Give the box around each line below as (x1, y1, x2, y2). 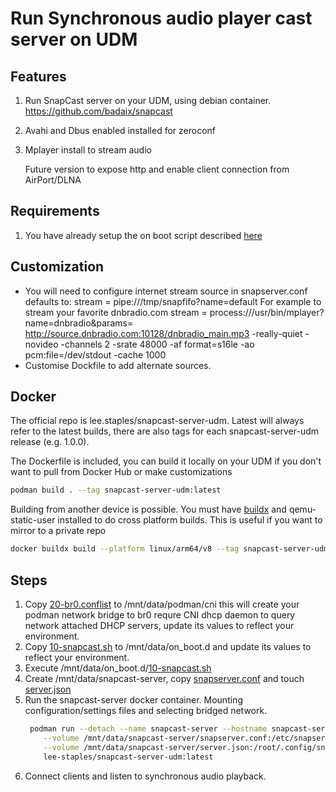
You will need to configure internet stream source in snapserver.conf (24, 285, 308, 297)
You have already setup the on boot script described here (24, 229, 263, 241)
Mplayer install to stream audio (24, 144, 152, 156)
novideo (24, 338, 59, 350)
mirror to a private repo (10, 525, 107, 537)
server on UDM (10, 28, 138, 51)
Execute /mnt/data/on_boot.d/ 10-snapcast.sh (24, 662, 212, 674)
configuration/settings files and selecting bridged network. (24, 705, 268, 716)
